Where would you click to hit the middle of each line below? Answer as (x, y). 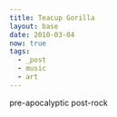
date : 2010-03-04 (42, 34)
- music (32, 69)
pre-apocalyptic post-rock (59, 102)
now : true (28, 43)
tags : (19, 52)
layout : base (34, 26)
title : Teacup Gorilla (52, 18)
